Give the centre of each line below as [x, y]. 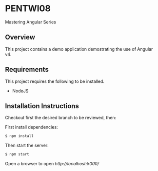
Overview [20, 37]
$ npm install [20, 136]
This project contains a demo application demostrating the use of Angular [79, 49]
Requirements [27, 69]
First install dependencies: [31, 127]
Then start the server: [27, 145]
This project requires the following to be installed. [55, 81]
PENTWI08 [28, 9]
